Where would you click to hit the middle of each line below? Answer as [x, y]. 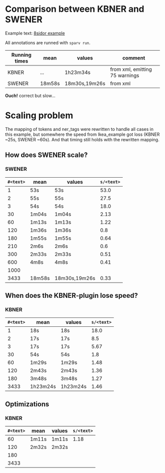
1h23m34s [78, 72]
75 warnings [125, 75]
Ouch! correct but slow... [30, 95]
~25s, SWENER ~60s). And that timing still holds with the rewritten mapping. [82, 139]
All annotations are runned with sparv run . [48, 42]
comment [134, 58]
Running [22, 55]
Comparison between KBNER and [75, 9]
